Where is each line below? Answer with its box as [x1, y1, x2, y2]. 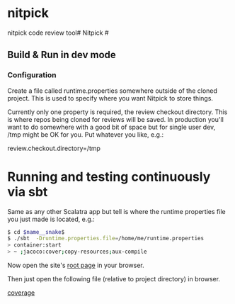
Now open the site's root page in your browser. [7, 261, 144, 270]
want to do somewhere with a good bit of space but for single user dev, [7, 123, 216, 131]
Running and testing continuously [7, 169, 211, 185]
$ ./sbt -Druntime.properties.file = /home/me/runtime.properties [7, 235, 204, 242]
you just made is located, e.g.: [7, 215, 96, 223]
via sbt [7, 184, 48, 200]
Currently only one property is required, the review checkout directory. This [7, 108, 228, 116]
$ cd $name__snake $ [7, 228, 65, 235]
